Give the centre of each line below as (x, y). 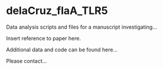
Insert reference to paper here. (44, 38)
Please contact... (27, 61)
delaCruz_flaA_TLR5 (57, 11)
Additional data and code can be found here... (62, 49)
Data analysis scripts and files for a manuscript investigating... (82, 27)
